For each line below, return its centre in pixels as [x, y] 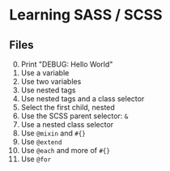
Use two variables [51, 81]
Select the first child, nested [68, 107]
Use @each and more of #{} [65, 150]
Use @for [36, 159]
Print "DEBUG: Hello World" [67, 64]
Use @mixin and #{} [53, 133]
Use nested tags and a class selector [83, 98]
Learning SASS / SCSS [86, 15]
